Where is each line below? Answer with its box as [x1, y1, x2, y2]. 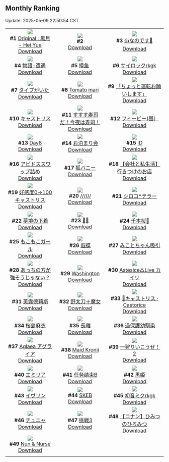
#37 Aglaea [8, 343, 36, 350]
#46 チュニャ [14, 417, 46, 424]
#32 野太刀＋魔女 [59, 298, 101, 305]
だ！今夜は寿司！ [59, 119, 101, 126]
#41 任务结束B [62, 371, 98, 378]
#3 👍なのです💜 [116, 37, 153, 44]
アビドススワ [20, 160, 51, 167]
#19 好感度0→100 [8, 189, 52, 196]
